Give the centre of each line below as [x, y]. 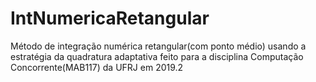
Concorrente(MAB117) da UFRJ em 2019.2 [97, 67]
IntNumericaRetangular [110, 18]
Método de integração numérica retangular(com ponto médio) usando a [158, 46]
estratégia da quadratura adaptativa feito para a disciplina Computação [157, 56]
